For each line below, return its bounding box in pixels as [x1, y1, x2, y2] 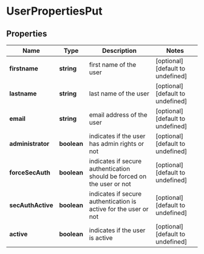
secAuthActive [9, 201, 53, 209]
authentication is [89, 197, 137, 205]
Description [102, 47, 137, 55]
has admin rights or [89, 140, 144, 148]
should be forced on [89, 172, 147, 180]
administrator [9, 140, 50, 148]
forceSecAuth [9, 168, 50, 177]
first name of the [89, 61, 137, 69]
